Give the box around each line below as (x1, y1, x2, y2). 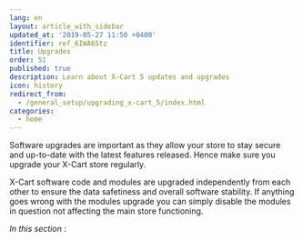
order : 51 (9, 55, 47, 65)
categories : (9, 106, 55, 115)
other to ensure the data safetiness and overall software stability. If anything (9, 186, 295, 197)
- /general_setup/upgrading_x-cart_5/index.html (17, 97, 206, 107)
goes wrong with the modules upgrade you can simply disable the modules (9, 196, 291, 207)
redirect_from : (9, 89, 67, 98)
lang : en (9, 13, 43, 23)
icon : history (9, 81, 64, 90)
